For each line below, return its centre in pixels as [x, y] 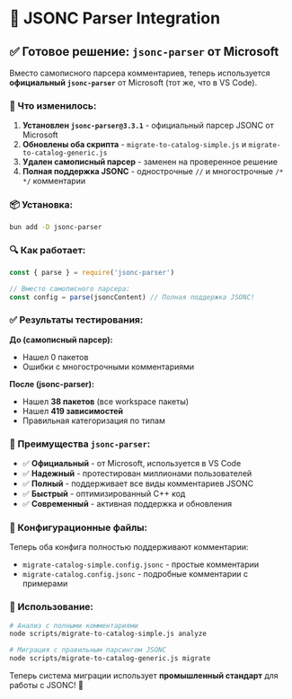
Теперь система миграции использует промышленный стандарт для [144, 676]
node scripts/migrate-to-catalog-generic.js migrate [110, 659]
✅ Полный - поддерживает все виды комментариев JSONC [138, 483]
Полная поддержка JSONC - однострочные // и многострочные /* [153, 172]
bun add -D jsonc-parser [56, 227]
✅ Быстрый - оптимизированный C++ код [104, 493]
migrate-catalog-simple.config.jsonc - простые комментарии [141, 564]
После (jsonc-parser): [52, 384]
